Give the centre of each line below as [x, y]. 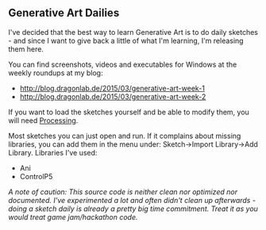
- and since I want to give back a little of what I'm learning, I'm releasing [126, 40]
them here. [26, 49]
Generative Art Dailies [64, 13]
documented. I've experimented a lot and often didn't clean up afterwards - [132, 200]
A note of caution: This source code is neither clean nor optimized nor [123, 192]
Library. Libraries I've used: [53, 152]
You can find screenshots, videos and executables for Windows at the [123, 64]
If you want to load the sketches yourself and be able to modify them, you [129, 112]
